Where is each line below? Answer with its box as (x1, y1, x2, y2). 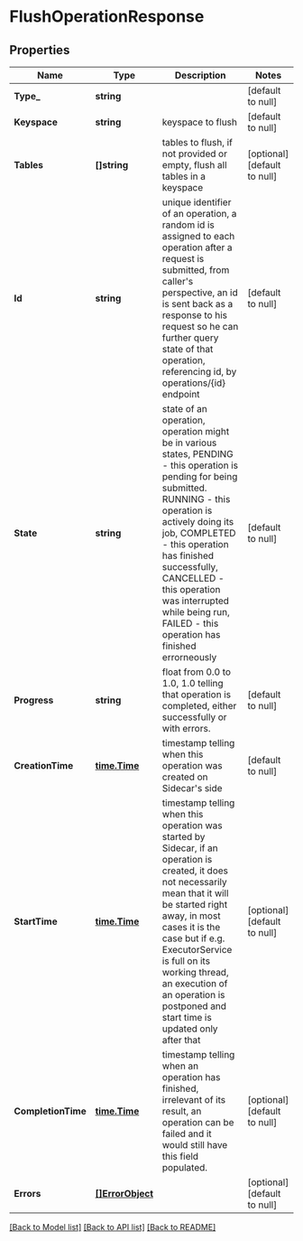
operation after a (161, 241, 233, 254)
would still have (161, 1139, 228, 1151)
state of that (161, 343, 214, 355)
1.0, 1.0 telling (161, 677, 224, 689)
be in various (161, 436, 217, 449)
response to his (161, 309, 228, 322)
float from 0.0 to (161, 666, 232, 678)
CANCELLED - (161, 572, 225, 584)
